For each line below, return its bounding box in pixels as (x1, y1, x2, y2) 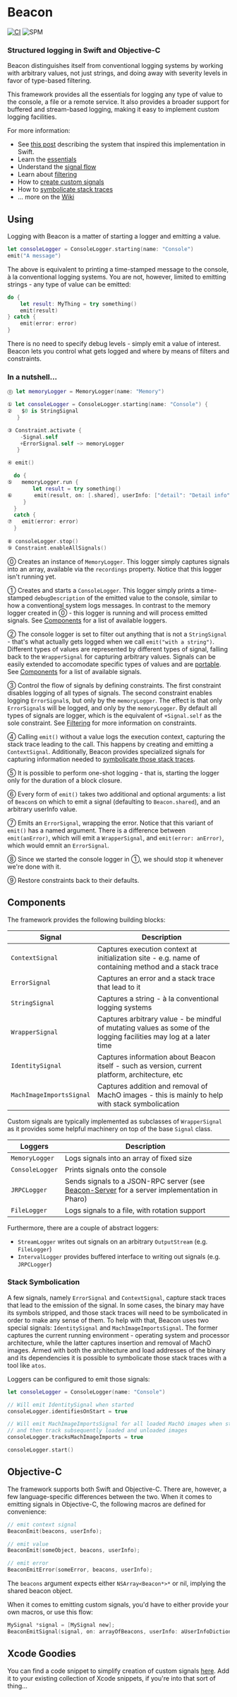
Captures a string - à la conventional (97, 993, 219, 1003)
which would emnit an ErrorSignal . (7, 841, 109, 850)
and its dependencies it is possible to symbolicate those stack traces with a (7, 1353, 227, 1362)
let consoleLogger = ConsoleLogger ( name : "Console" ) (7, 1388, 166, 1396)
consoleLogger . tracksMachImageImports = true (7, 1434, 143, 1441)
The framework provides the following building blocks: (7, 915, 166, 924)
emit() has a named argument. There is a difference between (7, 826, 186, 835)
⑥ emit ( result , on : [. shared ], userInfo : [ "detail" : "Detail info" (7, 492, 231, 499)
